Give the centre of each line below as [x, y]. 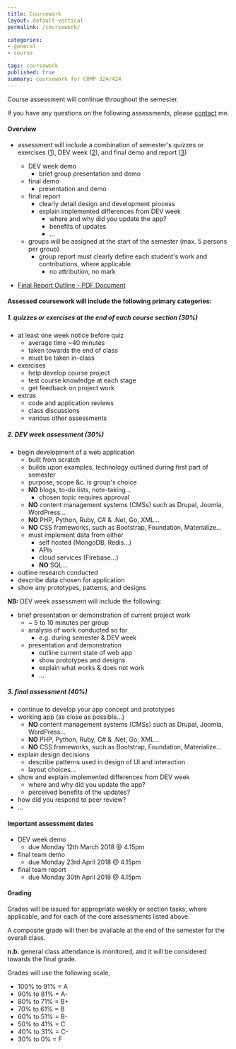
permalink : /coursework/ [44, 27]
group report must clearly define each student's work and [123, 256]
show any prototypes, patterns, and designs [82, 588]
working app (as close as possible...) [71, 717]
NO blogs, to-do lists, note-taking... [79, 490]
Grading [19, 893]
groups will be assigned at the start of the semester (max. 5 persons [128, 241]
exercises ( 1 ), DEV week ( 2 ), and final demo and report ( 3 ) [102, 152]
